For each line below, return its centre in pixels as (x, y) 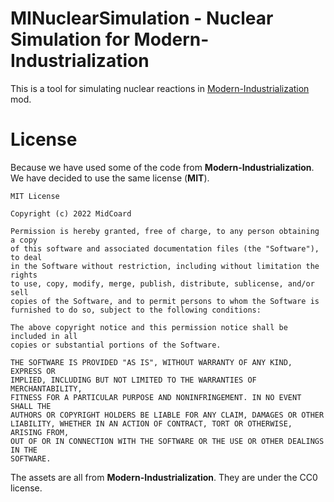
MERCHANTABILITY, (46, 388)
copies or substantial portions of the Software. (116, 345)
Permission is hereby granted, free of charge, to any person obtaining (165, 231)
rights (24, 275)
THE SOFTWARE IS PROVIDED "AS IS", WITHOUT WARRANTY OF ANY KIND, (151, 362)
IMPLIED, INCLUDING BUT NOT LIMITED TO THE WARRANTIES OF (133, 380)
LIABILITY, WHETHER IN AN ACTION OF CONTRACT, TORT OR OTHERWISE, (151, 423)
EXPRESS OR (33, 371)
